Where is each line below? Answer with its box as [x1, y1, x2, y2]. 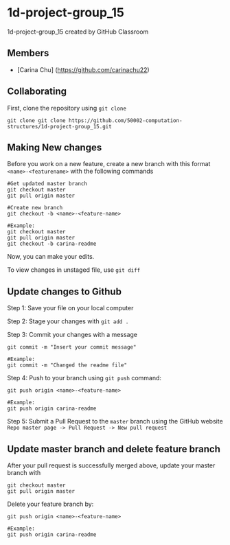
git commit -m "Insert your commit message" [7, 344, 137, 351]
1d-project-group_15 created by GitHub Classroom [7, 27, 149, 36]
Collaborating [7, 86, 67, 97]
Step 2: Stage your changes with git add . [7, 317, 129, 325]
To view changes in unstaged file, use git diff [7, 266, 141, 274]
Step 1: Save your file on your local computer [7, 304, 134, 312]
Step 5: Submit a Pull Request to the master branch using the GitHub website [7, 417, 223, 426]
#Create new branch [7, 205, 63, 211]
